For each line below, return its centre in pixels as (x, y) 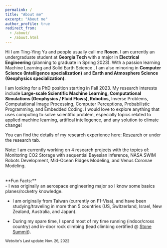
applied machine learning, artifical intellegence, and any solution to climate (82, 120)
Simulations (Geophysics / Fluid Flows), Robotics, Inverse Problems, (77, 98)
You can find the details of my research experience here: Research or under (83, 135)
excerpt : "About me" (27, 19)
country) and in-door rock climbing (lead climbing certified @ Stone (82, 226)
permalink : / (19, 10)
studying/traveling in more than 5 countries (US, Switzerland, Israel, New (87, 206)
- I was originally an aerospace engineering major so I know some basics (80, 186)
